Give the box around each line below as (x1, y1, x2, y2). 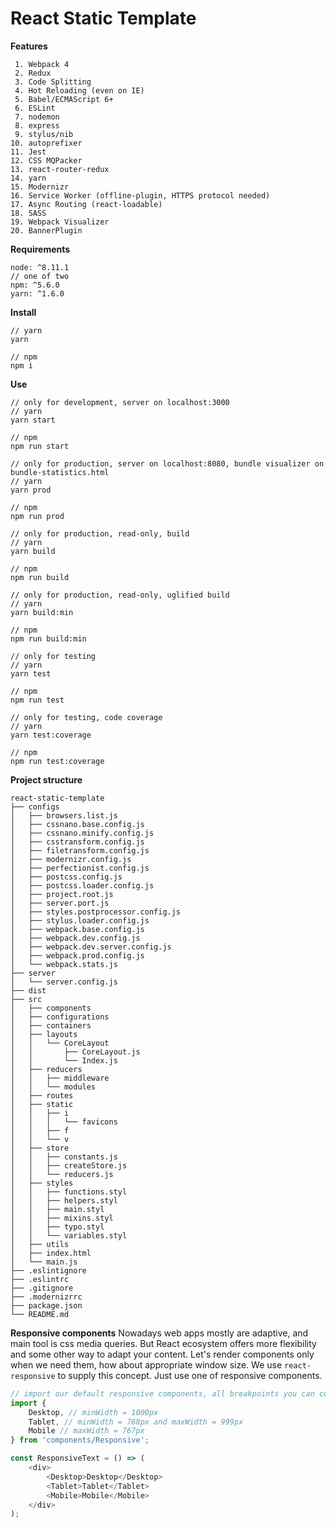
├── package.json (10, 1300, 83, 1311)
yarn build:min (10, 607, 74, 617)
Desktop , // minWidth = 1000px (28, 1407, 159, 1417)
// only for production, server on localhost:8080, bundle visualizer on (10, 458, 325, 469)
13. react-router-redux (10, 164, 110, 174)
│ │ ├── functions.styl (10, 1187, 128, 1197)
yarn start (10, 415, 56, 425)
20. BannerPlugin (10, 225, 83, 236)
